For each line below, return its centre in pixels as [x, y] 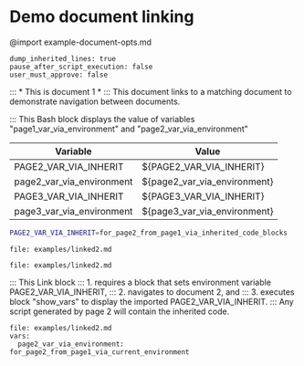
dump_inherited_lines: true [63, 58]
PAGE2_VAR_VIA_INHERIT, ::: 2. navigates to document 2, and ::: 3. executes [152, 292]
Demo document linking [102, 17]
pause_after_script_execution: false [81, 67]
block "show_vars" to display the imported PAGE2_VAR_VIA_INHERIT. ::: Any [152, 301]
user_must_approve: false [58, 75]
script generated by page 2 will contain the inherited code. [120, 311]
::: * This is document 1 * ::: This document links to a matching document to [151, 91]
